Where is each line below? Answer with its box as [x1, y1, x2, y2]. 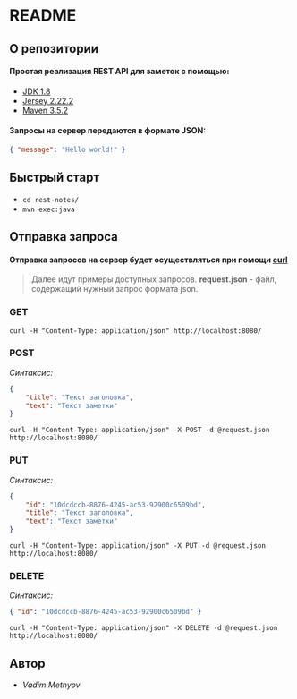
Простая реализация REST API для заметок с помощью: [9, 66, 230, 77]
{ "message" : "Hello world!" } [9, 145, 126, 154]
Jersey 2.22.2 [21, 95, 74, 106]
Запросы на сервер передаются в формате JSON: [9, 125, 207, 136]
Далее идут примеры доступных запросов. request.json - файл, [30, 274, 277, 285]
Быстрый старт [9, 170, 100, 185]
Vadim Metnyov [21, 679, 81, 690]
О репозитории [9, 41, 99, 56]
